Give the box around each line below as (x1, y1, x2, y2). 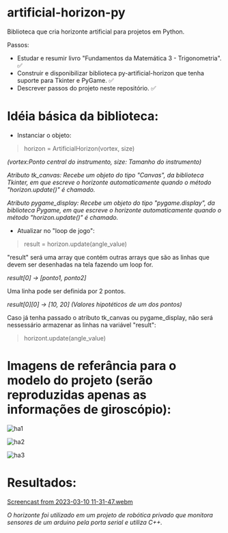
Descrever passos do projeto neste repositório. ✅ (16, 84, 156, 92)
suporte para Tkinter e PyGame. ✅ (16, 76, 114, 84)
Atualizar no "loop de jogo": (16, 226, 96, 234)
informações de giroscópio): (7, 402, 172, 417)
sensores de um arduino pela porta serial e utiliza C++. (7, 518, 162, 526)
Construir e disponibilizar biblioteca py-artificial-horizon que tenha (16, 69, 205, 77)
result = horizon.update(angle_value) (23, 240, 128, 248)
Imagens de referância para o (7, 358, 177, 374)
